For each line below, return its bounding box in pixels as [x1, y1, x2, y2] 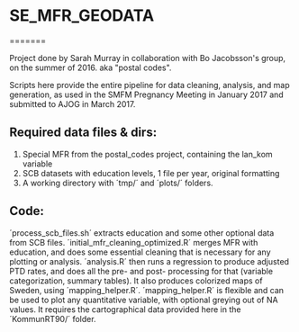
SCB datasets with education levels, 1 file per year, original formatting [22, 167, 280, 178]
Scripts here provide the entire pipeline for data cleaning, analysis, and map [9, 79, 290, 90]
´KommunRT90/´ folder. [9, 313, 96, 324]
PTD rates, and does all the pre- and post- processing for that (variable [9, 265, 273, 276]
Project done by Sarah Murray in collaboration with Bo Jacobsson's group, [9, 52, 286, 63]
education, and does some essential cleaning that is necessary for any [9, 247, 272, 257]
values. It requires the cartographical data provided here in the [9, 303, 241, 315]
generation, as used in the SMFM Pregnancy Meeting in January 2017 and [9, 89, 284, 100]
